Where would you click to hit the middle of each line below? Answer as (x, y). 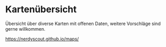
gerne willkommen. (25, 29)
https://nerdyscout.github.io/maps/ (42, 39)
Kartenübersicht (41, 9)
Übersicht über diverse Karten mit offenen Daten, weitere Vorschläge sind (83, 24)
